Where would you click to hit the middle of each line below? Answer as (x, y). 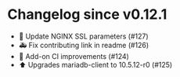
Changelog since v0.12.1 (87, 15)
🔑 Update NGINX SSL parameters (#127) (84, 36)
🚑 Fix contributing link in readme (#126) (84, 45)
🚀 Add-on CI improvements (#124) (74, 56)
